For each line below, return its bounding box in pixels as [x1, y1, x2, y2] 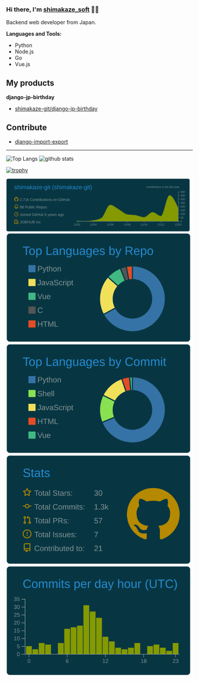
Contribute [6, 122, 47, 132]
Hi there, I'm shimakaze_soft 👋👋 [6, 5, 99, 14]
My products [6, 78, 54, 88]
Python [14, 42, 33, 49]
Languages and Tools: [6, 30, 62, 37]
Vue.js [14, 61, 31, 68]
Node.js [14, 48, 34, 55]
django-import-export [14, 138, 68, 145]
